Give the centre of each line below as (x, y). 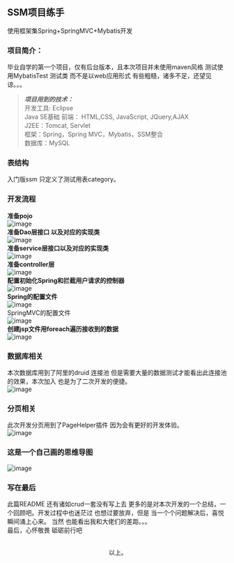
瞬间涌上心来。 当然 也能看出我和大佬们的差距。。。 (79, 521)
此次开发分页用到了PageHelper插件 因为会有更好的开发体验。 (95, 425)
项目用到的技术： (49, 99)
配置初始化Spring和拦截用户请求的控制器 (66, 280)
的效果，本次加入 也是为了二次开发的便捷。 (69, 381)
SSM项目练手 (36, 13)
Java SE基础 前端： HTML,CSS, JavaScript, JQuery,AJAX (107, 117)
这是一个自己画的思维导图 (50, 453)
